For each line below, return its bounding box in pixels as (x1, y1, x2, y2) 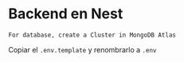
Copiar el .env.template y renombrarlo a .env (8, 45, 157, 54)
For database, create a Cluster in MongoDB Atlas (8, 31, 177, 39)
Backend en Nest (8, 5, 123, 23)
